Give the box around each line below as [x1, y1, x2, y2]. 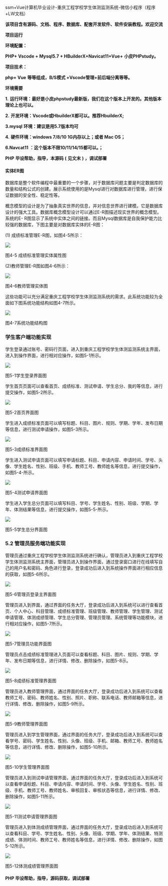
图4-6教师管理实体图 [5, 283, 48, 289]
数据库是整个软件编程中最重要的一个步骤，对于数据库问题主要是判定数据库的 [5, 180, 163, 186]
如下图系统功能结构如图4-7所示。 [9, 300, 78, 306]
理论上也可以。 [5, 102, 36, 108]
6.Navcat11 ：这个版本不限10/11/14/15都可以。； [5, 145, 103, 150]
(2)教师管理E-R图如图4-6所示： [5, 263, 70, 269]
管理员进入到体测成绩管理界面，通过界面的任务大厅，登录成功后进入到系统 [5, 824, 158, 830]
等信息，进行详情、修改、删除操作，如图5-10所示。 [5, 744, 111, 750]
